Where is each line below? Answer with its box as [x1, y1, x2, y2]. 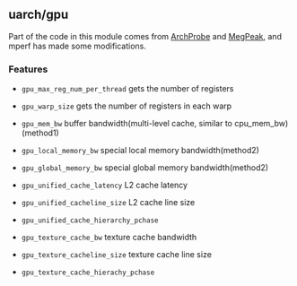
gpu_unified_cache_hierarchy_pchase [21, 216, 159, 225]
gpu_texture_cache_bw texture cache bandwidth [21, 232, 197, 243]
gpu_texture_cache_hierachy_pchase [21, 268, 155, 277]
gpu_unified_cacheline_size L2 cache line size [21, 197, 196, 208]
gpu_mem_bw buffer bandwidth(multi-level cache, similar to [21, 118, 233, 129]
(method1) [21, 127, 59, 138]
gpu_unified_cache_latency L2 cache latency [21, 179, 188, 191]
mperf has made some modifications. [8, 40, 147, 51]
